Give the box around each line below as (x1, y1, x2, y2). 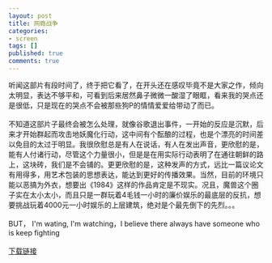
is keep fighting (8, 227, 61, 237)
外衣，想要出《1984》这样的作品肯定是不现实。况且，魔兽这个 (43, 180, 253, 189)
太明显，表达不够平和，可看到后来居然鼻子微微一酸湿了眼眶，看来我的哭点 (8, 90, 257, 100)
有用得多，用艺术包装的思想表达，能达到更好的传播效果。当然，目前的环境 (8, 169, 257, 179)
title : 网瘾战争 (8, 19, 58, 28)
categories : (8, 27, 49, 35)
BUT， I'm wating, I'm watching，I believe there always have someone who (8, 218, 261, 228)
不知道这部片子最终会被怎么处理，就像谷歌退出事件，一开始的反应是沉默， (8, 119, 257, 129)
